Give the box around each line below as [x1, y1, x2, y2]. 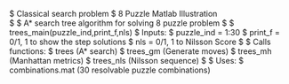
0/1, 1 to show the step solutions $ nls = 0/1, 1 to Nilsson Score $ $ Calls [9, 36, 271, 47]
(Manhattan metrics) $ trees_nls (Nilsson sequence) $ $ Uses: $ [9, 56, 245, 65]
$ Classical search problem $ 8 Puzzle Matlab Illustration [9, 9, 218, 19]
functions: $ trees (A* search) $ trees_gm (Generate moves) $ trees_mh [9, 46, 272, 57]
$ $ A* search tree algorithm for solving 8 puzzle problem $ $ [9, 18, 235, 28]
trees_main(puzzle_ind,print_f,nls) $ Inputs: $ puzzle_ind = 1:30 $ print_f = [9, 27, 280, 37]
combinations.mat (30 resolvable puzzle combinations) [9, 65, 211, 75]
